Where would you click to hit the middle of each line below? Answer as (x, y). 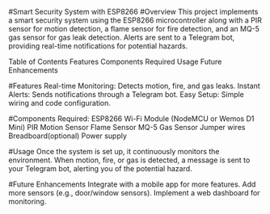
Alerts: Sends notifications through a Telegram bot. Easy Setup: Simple (127, 94)
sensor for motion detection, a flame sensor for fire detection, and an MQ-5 (134, 29)
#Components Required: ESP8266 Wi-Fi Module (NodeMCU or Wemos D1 (131, 119)
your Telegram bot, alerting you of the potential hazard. (100, 168)
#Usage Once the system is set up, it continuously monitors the (114, 151)
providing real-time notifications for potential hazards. (98, 46)
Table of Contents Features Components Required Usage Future (115, 61)
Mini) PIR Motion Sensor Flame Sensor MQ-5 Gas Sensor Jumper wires (127, 127)
